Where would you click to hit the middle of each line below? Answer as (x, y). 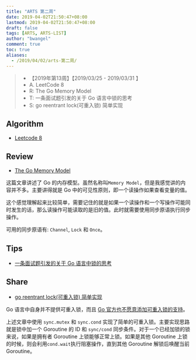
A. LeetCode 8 (47, 84)
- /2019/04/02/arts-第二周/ (44, 60)
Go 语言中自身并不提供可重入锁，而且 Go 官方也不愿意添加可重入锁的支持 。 (97, 309)
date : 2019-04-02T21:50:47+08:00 (47, 17)
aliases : (17, 55)
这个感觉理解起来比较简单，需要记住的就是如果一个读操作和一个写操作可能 (96, 202)
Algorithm (25, 124)
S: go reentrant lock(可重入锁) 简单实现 (76, 105)
